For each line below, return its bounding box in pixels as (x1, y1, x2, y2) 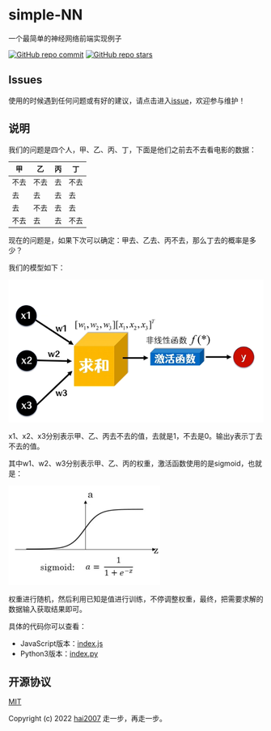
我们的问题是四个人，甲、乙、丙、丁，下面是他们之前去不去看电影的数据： (8, 144, 256, 155)
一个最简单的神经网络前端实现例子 (8, 33, 122, 43)
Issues (8, 73, 43, 87)
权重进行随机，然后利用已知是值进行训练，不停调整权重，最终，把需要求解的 (8, 594, 264, 604)
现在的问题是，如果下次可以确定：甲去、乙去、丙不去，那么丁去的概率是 (8, 235, 249, 244)
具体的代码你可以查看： (8, 622, 87, 631)
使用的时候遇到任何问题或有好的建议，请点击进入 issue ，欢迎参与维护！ (8, 96, 246, 105)
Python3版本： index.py (19, 649, 99, 659)
